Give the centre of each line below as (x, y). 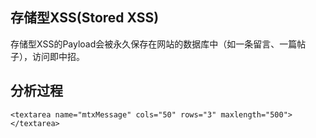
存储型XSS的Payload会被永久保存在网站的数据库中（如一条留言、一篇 (154, 44)
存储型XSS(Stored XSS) (85, 18)
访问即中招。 (58, 56)
